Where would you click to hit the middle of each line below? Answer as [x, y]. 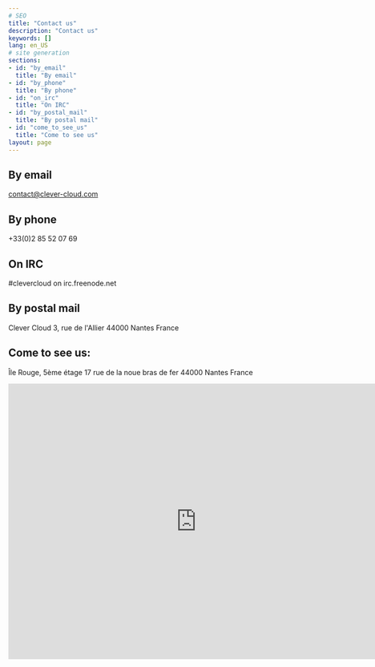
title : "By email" [46, 75]
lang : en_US [28, 46]
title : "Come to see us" [57, 135]
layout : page [30, 142]
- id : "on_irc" [34, 98]
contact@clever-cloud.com [53, 194]
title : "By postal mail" [57, 120]
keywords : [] [30, 38]
